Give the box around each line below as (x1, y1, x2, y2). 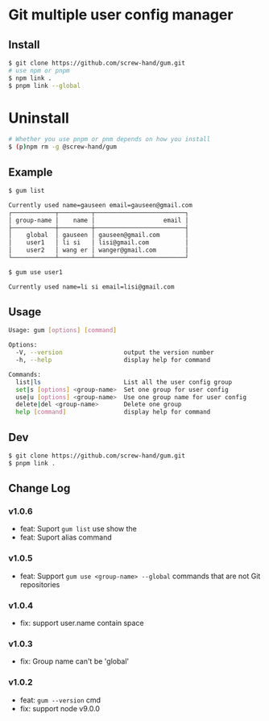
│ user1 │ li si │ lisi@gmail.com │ (8, 239, 189, 247)
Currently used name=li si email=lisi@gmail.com (8, 282, 175, 291)
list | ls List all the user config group (15, 377, 232, 386)
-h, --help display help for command (15, 356, 211, 365)
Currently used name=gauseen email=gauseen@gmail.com (8, 201, 193, 209)
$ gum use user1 (8, 268, 63, 276)
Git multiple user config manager (8, 6, 234, 24)
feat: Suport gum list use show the (19, 524, 137, 534)
